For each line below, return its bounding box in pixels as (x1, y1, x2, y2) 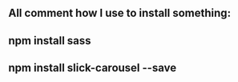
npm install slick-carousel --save (8, 61, 177, 75)
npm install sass (8, 34, 91, 47)
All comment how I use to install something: (8, 6, 231, 20)
